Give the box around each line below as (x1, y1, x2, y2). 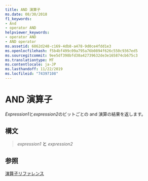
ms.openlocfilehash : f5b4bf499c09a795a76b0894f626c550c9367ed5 (5, 48, 138, 53)
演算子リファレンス (5, 171, 44, 177)
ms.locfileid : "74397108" (5, 71, 58, 76)
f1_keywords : (5, 16, 32, 21)
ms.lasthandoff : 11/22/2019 (5, 67, 63, 72)
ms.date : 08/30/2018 (5, 12, 48, 17)
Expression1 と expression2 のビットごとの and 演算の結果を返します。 (5, 111, 146, 117)
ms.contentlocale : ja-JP (5, 62, 56, 67)
